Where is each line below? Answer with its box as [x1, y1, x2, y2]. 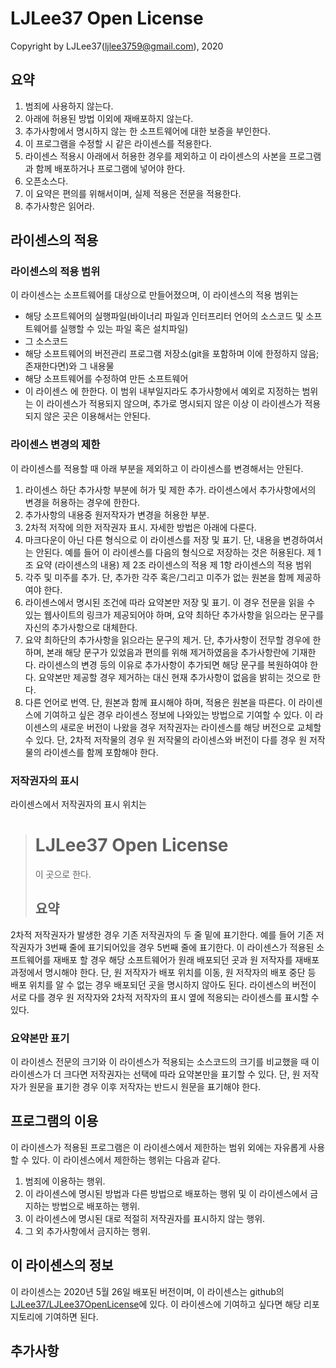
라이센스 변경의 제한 [10, 438, 101, 452]
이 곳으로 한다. [34, 868, 92, 880]
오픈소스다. [24, 175, 69, 187]
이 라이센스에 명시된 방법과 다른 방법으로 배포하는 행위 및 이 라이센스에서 [24, 1187, 308, 1199]
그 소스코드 [24, 335, 69, 347]
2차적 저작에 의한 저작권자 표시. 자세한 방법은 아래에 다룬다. [24, 521, 257, 533]
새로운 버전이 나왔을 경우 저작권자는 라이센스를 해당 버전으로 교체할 [59, 721, 322, 733]
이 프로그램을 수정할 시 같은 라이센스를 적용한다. [24, 137, 212, 149]
